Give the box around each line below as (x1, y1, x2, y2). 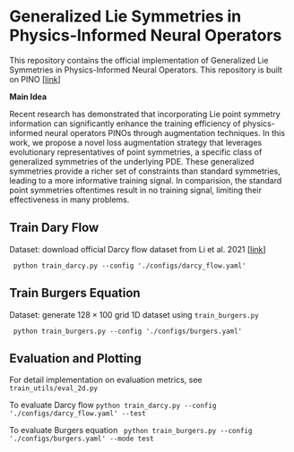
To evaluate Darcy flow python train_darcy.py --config (9, 400, 217, 411)
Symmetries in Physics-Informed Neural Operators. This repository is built (9, 64, 282, 75)
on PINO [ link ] (9, 73, 61, 84)
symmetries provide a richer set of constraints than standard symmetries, (9, 166, 281, 176)
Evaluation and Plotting (9, 351, 142, 366)
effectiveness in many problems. (9, 194, 130, 205)
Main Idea (9, 91, 48, 102)
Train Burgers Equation (9, 286, 141, 301)
